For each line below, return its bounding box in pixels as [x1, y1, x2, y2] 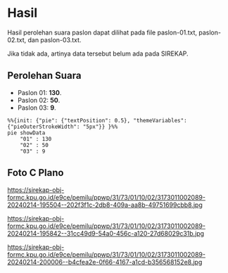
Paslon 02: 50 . [17, 96, 61, 104]
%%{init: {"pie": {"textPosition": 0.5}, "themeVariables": [7, 117, 188, 124]
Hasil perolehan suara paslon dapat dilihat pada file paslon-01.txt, [7, 28, 198, 37]
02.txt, [7, 35, 27, 44]
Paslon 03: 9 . [17, 103, 56, 112]
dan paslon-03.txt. [27, 35, 82, 44]
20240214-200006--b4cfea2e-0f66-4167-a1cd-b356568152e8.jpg [7, 258, 203, 266]
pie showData [7, 129, 46, 136]
